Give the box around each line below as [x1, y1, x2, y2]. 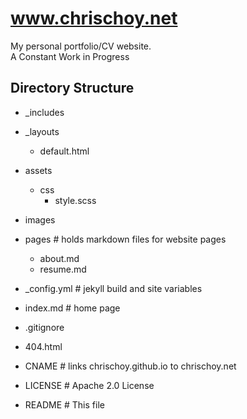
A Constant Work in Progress [10, 50, 130, 62]
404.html [24, 340, 63, 352]
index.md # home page [24, 302, 121, 314]
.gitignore [24, 321, 65, 333]
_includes [24, 106, 65, 118]
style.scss [54, 194, 97, 206]
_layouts [24, 125, 60, 137]
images [24, 213, 56, 226]
